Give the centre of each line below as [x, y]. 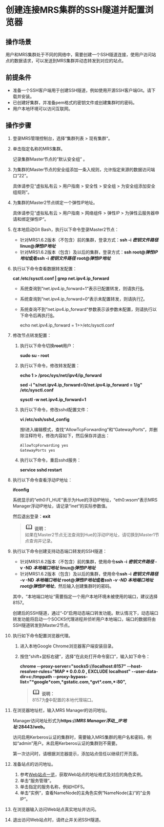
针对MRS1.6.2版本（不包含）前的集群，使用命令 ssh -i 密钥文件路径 [87, 561]
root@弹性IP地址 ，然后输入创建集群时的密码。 [67, 586]
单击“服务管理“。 [37, 781]
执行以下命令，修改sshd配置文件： [55, 410]
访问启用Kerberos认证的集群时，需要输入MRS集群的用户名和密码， [80, 737]
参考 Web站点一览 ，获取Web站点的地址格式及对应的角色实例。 [82, 774]
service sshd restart [41, 470]
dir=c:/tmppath [36, 676]
